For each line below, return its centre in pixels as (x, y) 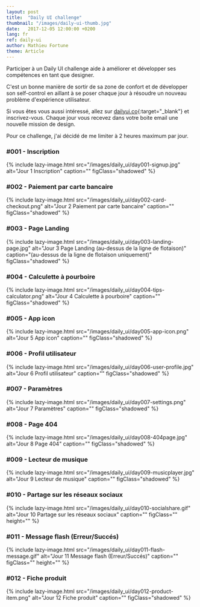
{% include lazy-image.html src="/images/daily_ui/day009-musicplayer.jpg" (100, 473)
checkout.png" (25, 206)
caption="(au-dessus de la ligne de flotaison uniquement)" (79, 254)
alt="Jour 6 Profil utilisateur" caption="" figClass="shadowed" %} (88, 373)
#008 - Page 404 (32, 424)
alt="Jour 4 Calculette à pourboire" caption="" (103, 296)
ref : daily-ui (24, 40)
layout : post (23, 12)
